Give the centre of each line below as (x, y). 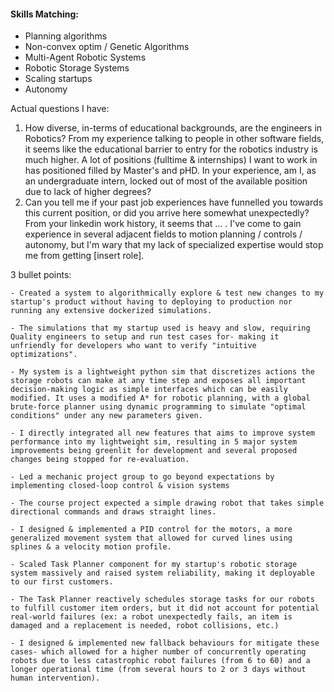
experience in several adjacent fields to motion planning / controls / (163, 234)
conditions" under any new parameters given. (106, 416)
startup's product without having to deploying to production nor (151, 302)
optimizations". (44, 355)
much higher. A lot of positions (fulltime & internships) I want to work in (171, 160)
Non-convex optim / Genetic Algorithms (107, 47)
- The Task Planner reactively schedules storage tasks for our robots (162, 600)
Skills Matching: (44, 14)
